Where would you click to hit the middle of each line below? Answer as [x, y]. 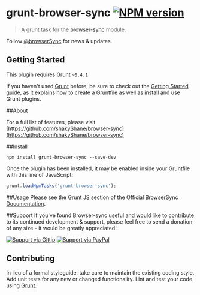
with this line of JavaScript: [40, 174]
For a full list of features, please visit [51, 122]
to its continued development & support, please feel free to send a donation [99, 221]
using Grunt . [22, 285]
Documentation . [26, 203]
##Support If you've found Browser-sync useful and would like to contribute [100, 215]
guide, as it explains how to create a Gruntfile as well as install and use [93, 92]
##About [17, 110]
